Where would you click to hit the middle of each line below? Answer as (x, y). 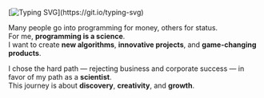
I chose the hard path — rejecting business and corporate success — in (126, 69)
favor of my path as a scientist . (60, 77)
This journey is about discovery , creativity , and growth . (102, 85)
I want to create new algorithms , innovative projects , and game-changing (132, 45)
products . (25, 53)
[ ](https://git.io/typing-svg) (76, 12)
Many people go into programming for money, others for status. (113, 27)
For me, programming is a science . (67, 36)
